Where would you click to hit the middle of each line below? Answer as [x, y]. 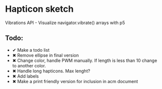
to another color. [29, 65]
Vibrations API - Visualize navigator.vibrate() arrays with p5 [65, 23]
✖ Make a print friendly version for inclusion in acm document [75, 81]
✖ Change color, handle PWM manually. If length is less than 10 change [85, 60]
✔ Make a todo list [31, 50]
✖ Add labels [25, 76]
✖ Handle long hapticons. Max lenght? [51, 71]
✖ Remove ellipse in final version [46, 55]
